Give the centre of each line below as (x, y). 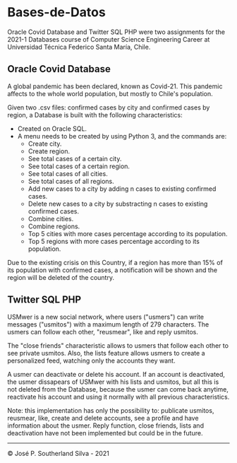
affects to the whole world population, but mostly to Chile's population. (110, 93)
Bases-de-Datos (56, 12)
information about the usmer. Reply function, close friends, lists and (106, 426)
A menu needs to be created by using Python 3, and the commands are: (122, 136)
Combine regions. (54, 226)
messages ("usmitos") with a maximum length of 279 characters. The (108, 324)
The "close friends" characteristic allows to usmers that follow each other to (118, 345)
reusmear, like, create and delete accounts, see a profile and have (103, 418)
